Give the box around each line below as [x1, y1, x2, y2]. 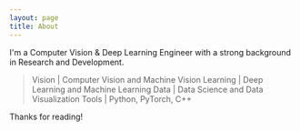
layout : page [9, 13, 59, 23]
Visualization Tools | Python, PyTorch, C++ [31, 93, 193, 105]
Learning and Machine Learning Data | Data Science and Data [31, 84, 264, 95]
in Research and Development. [9, 56, 125, 67]
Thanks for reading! [9, 111, 84, 122]
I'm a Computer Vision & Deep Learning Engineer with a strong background [9, 46, 292, 57]
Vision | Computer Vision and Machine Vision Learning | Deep [31, 74, 264, 85]
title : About [9, 22, 59, 31]
